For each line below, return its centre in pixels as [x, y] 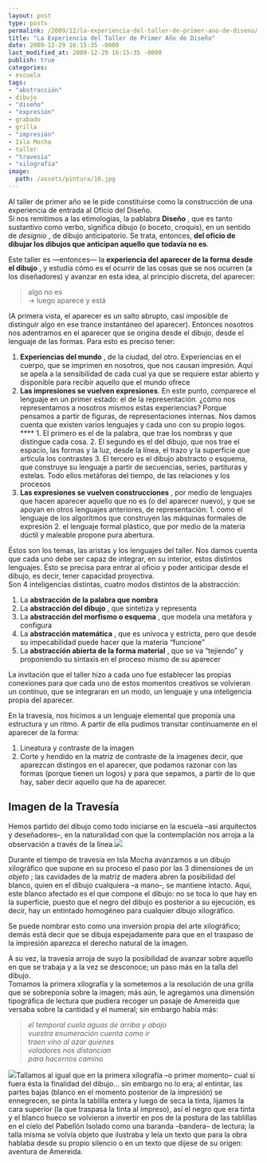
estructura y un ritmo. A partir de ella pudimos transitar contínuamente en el [133, 724]
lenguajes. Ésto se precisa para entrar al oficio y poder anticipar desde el [128, 567]
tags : [17, 82]
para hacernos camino [65, 1058]
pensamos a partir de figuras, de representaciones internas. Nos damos [138, 416]
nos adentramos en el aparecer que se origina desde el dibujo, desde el [126, 333]
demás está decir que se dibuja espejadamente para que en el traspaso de [131, 934]
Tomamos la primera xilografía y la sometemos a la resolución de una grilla [131, 983]
